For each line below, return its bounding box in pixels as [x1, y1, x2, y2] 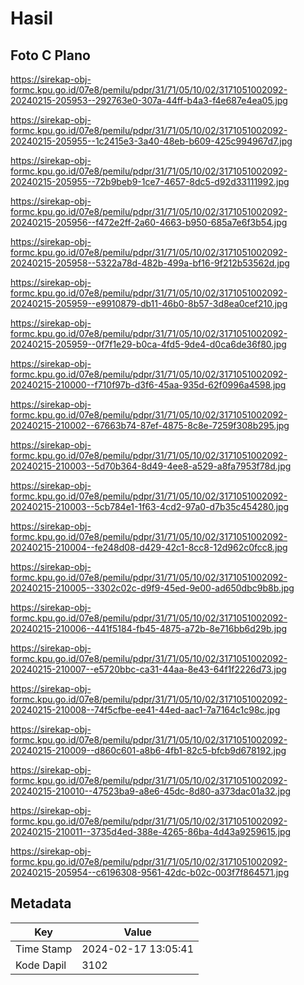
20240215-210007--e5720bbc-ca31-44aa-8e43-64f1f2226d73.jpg [10, 663, 287, 675]
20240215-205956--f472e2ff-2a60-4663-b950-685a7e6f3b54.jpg [10, 217, 288, 228]
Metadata [10, 895, 72, 912]
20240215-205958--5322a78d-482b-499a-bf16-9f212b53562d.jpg [10, 257, 290, 269]
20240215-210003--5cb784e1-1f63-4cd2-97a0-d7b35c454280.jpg [10, 501, 290, 512]
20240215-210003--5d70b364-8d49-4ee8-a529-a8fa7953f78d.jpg [10, 460, 292, 472]
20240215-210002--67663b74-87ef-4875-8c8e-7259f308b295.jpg [10, 420, 290, 431]
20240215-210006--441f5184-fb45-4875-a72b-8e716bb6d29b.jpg [10, 623, 288, 634]
